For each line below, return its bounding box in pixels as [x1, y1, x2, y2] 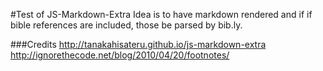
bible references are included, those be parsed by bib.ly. [10, 19, 243, 31]
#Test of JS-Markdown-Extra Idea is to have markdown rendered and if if [10, 9, 313, 20]
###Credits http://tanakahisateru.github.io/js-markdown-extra [10, 39, 267, 50]
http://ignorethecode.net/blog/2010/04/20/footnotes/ [10, 49, 230, 61]
